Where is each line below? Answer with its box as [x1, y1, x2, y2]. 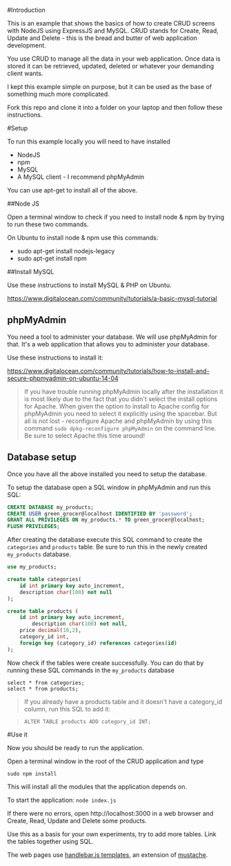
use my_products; [7, 564, 57, 571]
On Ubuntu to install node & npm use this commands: [7, 234, 159, 242]
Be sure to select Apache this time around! [23, 431, 145, 440]
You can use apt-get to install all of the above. [7, 186, 138, 194]
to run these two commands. [7, 220, 89, 228]
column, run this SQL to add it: [23, 705, 110, 713]
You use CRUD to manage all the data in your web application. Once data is [7, 55, 221, 63]
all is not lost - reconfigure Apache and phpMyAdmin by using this [23, 417, 212, 425]
